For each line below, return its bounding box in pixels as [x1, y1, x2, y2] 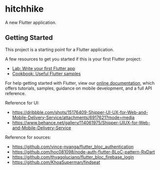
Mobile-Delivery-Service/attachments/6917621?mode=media [12, 114, 135, 120]
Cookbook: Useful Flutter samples [12, 71, 81, 76]
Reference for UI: [5, 100, 40, 106]
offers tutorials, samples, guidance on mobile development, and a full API [5, 85, 152, 91]
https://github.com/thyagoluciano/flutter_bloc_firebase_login [12, 154, 134, 160]
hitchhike [5, 3, 44, 15]
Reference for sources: [5, 134, 51, 140]
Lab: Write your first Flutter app [12, 65, 76, 71]
